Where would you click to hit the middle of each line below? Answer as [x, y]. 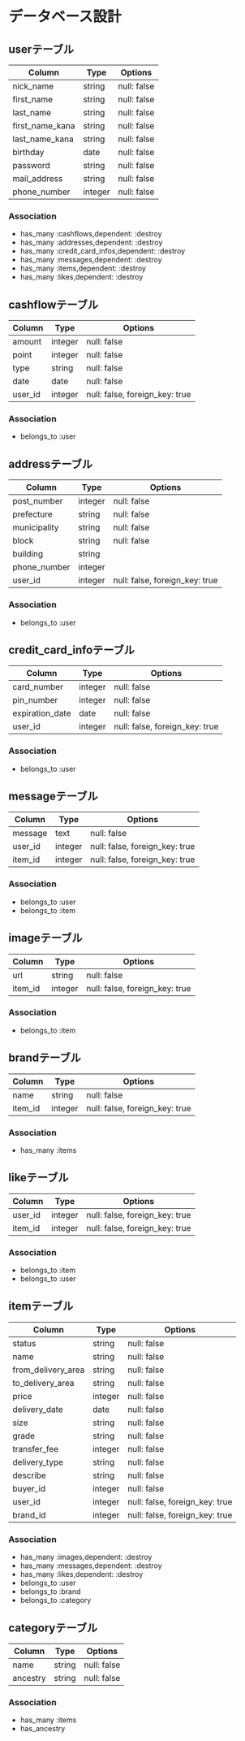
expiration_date [42, 713]
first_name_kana [44, 126]
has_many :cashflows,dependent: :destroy [91, 234]
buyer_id [29, 1488]
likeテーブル [39, 1178]
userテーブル [41, 49]
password [31, 165]
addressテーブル [51, 464]
